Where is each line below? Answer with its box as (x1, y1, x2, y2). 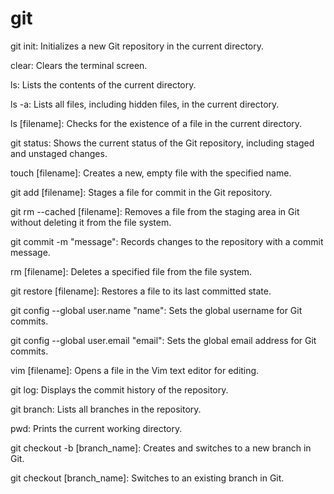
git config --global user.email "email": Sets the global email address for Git (10, 334, 317, 346)
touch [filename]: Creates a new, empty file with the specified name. (10, 167, 292, 179)
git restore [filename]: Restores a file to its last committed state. (10, 285, 272, 297)
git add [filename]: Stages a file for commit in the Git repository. (10, 186, 273, 198)
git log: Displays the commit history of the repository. (10, 383, 229, 396)
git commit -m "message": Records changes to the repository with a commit (10, 235, 324, 247)
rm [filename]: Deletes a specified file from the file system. (10, 265, 253, 277)
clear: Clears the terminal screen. (10, 59, 148, 71)
